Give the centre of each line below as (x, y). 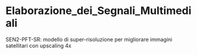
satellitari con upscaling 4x (39, 46)
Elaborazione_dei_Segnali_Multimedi (98, 11)
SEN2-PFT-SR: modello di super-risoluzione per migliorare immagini (89, 39)
